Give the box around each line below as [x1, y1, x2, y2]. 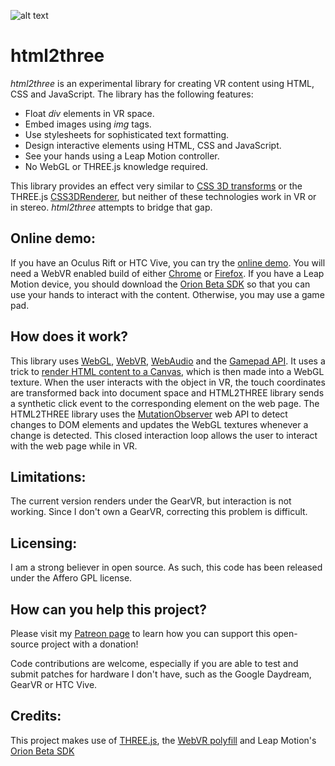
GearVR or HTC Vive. [10, 679, 98, 690]
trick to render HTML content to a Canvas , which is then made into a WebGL [10, 365, 325, 377]
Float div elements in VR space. [24, 107, 155, 119]
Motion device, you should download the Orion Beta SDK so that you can [10, 278, 311, 290]
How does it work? [10, 328, 129, 345]
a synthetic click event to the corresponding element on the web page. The [10, 397, 320, 409]
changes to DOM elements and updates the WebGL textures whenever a [10, 418, 309, 430]
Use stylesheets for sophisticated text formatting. [24, 128, 230, 140]
